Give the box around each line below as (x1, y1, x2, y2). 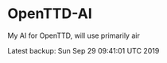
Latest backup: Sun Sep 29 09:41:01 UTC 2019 (7, 46, 160, 55)
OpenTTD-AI (7, 5, 92, 23)
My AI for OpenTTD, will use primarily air (7, 31, 140, 40)
